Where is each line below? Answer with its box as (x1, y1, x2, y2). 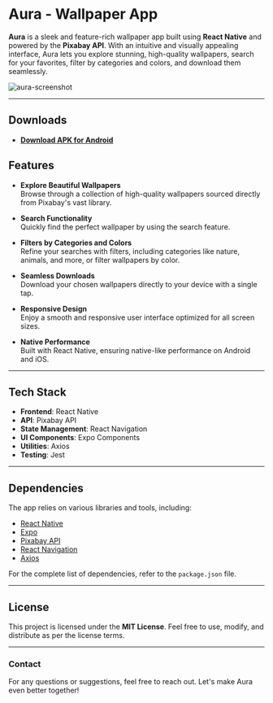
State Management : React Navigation (19, 424, 148, 434)
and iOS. (19, 354, 50, 364)
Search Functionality (19, 213, 93, 223)
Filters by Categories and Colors (19, 238, 132, 247)
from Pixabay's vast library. (19, 197, 112, 207)
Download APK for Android (19, 135, 114, 145)
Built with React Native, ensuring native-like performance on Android (19, 345, 251, 355)
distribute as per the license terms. (8, 631, 125, 640)
